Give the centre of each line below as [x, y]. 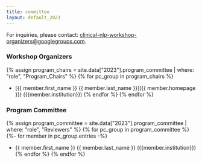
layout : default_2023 [33, 18]
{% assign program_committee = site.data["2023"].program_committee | [96, 123]
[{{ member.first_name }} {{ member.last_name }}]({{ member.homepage [105, 88]
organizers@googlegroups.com [46, 41]
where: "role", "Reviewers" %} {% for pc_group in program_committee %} [98, 130]
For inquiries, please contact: [42, 34]
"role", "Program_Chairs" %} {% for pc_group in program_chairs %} [90, 76]
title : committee [28, 12]
